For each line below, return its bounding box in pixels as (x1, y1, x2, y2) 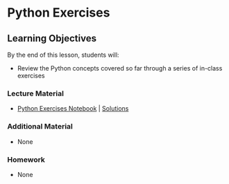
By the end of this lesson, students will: (7, 50, 119, 59)
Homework (7, 154, 45, 164)
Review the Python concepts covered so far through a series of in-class (17, 64, 223, 72)
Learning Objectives (7, 33, 97, 44)
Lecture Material (7, 89, 65, 98)
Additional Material (7, 122, 73, 131)
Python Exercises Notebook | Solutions (17, 104, 129, 113)
